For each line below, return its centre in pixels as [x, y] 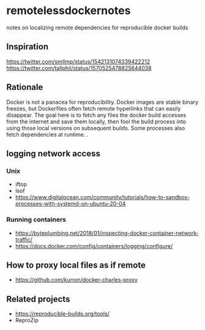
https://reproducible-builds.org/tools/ [62, 314]
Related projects [38, 299]
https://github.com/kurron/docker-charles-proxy [76, 280]
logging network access [54, 153]
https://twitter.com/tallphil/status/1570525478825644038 [79, 68]
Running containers [36, 219]
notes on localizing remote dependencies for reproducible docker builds [97, 28]
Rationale [25, 87]
